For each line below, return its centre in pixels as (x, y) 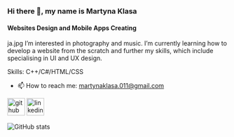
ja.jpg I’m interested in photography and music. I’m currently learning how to (117, 43)
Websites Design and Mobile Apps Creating (72, 28)
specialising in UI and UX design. (55, 58)
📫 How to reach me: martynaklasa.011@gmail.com (91, 86)
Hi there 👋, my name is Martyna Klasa (72, 11)
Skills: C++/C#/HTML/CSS (46, 72)
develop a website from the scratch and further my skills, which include (110, 51)
